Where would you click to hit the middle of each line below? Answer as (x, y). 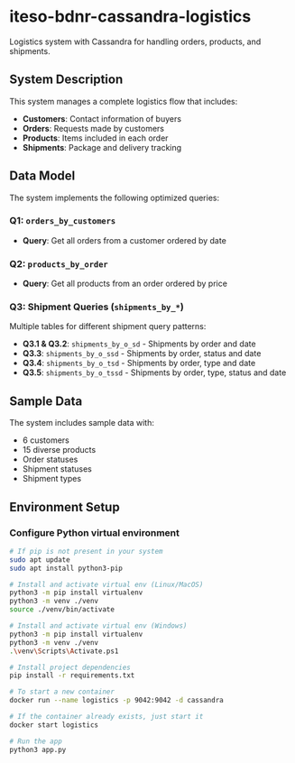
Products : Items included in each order (95, 138)
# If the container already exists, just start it (106, 717)
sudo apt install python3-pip (66, 568)
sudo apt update (40, 560)
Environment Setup (65, 507)
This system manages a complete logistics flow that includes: (124, 101)
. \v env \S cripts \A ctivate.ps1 (64, 651)
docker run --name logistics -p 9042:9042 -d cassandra (116, 701)
